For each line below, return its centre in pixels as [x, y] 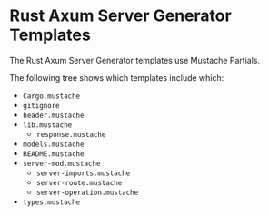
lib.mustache [47, 125]
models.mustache [53, 144]
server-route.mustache [79, 182]
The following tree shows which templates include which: [117, 77]
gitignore [41, 105]
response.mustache [71, 134]
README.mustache [53, 154]
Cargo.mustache [51, 96]
